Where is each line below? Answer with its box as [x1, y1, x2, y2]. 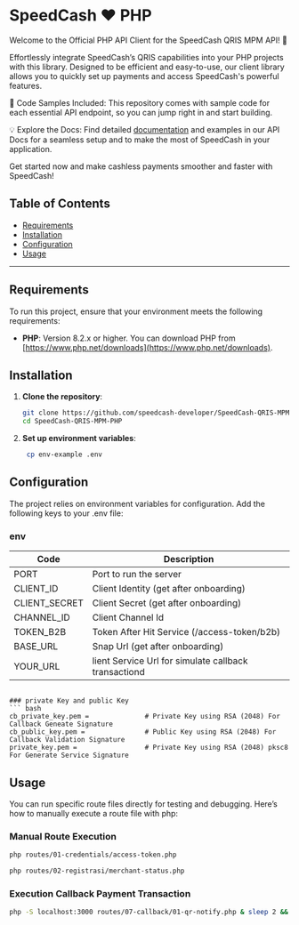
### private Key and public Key [9, 696, 129, 705]
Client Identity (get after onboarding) [92, 583, 246, 595]
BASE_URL [13, 640, 59, 653]
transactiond [92, 666, 145, 679]
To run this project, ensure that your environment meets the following [9, 306, 263, 317]
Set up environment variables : [21, 433, 136, 444]
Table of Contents [9, 197, 111, 212]
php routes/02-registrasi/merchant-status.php [9, 866, 185, 876]
